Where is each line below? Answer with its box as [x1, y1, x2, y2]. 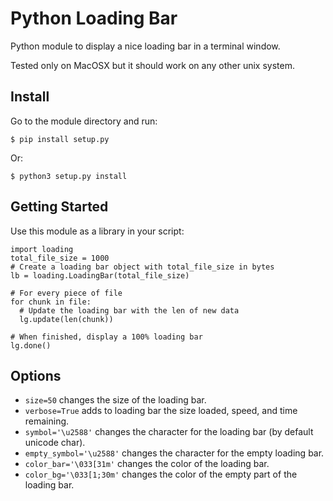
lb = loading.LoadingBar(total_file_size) [10, 270, 190, 281]
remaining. [24, 415, 70, 427]
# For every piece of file [10, 288, 123, 298]
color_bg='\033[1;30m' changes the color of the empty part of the [24, 468, 298, 481]
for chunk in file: [10, 297, 92, 307]
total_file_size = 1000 [10, 253, 110, 263]
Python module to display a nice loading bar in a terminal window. [10, 40, 281, 52]
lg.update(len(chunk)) [19, 314, 114, 324]
